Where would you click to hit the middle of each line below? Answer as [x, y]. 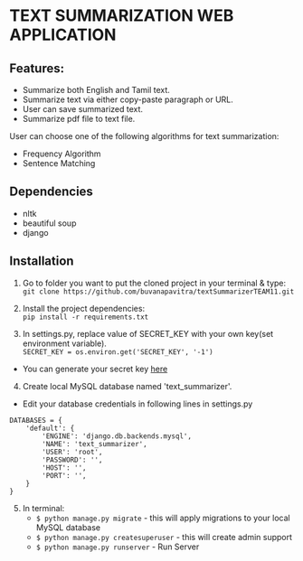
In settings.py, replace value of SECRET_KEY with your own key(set [148, 333]
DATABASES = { [36, 420]
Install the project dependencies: [84, 308]
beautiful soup [49, 223]
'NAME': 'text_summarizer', [95, 444]
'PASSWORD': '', [72, 460]
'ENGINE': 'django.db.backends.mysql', [117, 436]
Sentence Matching [59, 163]
